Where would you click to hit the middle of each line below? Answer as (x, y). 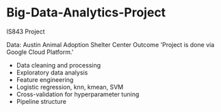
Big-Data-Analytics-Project (86, 13)
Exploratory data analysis (52, 72)
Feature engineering (45, 79)
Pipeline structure (41, 101)
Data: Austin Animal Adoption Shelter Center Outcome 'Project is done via (110, 44)
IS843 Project (26, 31)
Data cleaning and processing (58, 65)
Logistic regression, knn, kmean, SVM (70, 87)
